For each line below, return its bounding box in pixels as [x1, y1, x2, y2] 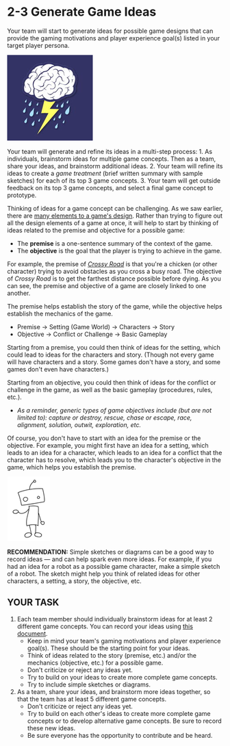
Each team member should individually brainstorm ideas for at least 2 [16, 615, 213, 623]
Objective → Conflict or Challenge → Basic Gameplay [16, 330, 168, 338]
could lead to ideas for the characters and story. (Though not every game [7, 350, 214, 359]
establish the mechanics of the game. [7, 309, 113, 318]
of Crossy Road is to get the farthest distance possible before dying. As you [7, 274, 221, 283]
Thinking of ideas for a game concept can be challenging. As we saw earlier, [7, 204, 223, 212]
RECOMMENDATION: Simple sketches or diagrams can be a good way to [7, 548, 214, 556]
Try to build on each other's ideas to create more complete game [27, 709, 211, 717]
